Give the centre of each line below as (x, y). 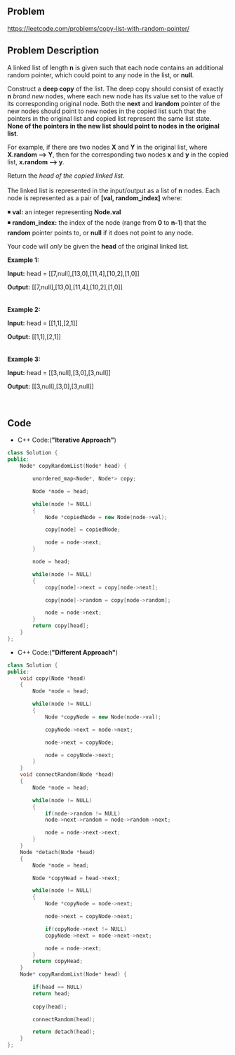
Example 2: (24, 309)
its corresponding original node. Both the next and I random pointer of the (114, 103)
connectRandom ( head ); (64, 1019)
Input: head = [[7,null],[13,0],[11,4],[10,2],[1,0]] (73, 273)
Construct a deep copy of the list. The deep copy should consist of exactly (116, 89)
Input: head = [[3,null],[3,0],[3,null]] (59, 372)
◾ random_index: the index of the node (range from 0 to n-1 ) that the (107, 222)
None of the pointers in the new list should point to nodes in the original (113, 126)
